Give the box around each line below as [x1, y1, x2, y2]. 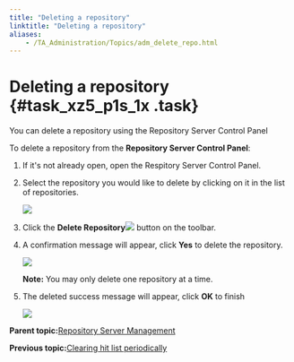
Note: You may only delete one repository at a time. [22, 274, 213, 285]
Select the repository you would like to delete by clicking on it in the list [22, 177, 285, 188]
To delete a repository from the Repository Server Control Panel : [9, 142, 251, 153]
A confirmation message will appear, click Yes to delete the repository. [22, 239, 284, 251]
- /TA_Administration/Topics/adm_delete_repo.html [25, 38, 219, 47]
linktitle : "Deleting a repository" [9, 22, 146, 30]
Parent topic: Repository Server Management [9, 325, 177, 336]
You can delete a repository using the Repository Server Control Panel [9, 125, 269, 136]
